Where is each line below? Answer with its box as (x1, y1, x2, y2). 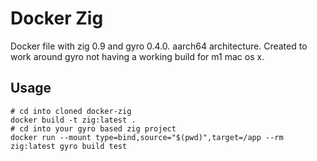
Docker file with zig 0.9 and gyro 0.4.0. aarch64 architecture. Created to (10, 40, 308, 52)
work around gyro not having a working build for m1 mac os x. (10, 50, 265, 62)
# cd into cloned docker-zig (10, 106, 132, 116)
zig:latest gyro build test (10, 141, 128, 151)
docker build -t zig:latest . (10, 115, 137, 125)
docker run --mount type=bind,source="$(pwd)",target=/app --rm (10, 132, 284, 142)
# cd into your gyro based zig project (10, 123, 177, 134)
